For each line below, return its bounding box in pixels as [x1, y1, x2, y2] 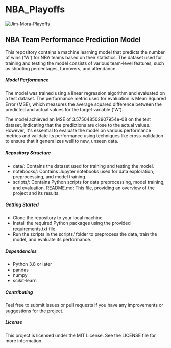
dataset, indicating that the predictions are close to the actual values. [5, 121, 151, 128]
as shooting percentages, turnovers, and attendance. [5, 65, 117, 71]
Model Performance [5, 77, 49, 83]
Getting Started [5, 201, 39, 208]
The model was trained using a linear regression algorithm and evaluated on [5, 90, 165, 96]
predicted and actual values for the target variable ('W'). [5, 106, 124, 112]
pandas [12, 267, 29, 273]
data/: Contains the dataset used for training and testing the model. [12, 162, 154, 169]
